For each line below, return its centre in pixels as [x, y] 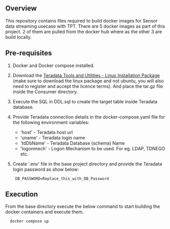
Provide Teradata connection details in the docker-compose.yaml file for [89, 117]
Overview [21, 8]
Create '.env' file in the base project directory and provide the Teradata [87, 164]
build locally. [19, 37]
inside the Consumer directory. [45, 91]
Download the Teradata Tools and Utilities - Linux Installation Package [86, 75]
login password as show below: [46, 169]
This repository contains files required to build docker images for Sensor [81, 20]
